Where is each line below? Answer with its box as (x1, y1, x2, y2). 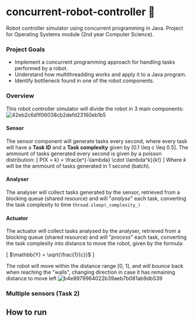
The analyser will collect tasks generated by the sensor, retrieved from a (6, 189, 180, 196)
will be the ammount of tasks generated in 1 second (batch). (6, 162, 151, 169)
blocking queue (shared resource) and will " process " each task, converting (6, 233, 187, 241)
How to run (6, 308, 47, 317)
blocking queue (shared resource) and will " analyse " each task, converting (6, 195, 187, 202)
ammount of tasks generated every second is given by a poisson (6, 150, 162, 157)
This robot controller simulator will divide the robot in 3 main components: (6, 105, 184, 112)
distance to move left (6, 275, 57, 282)
